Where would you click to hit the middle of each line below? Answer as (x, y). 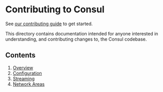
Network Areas (29, 84)
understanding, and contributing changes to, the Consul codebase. (76, 39)
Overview (23, 67)
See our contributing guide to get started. (49, 24)
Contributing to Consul (55, 10)
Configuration (27, 73)
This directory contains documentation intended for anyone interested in (82, 33)
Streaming (24, 79)
